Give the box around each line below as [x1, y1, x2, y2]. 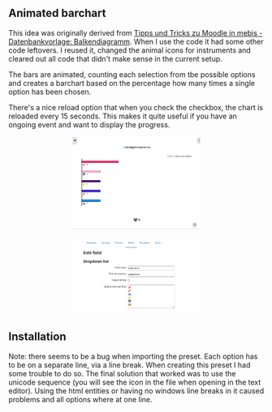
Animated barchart [8, 6, 106, 20]
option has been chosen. [8, 87, 92, 97]
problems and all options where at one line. [8, 394, 153, 404]
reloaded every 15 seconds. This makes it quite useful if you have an [8, 111, 238, 121]
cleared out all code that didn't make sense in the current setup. [8, 54, 223, 63]
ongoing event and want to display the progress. [8, 119, 171, 129]
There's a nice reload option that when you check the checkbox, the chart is [8, 102, 264, 112]
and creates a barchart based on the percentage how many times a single [8, 78, 256, 88]
